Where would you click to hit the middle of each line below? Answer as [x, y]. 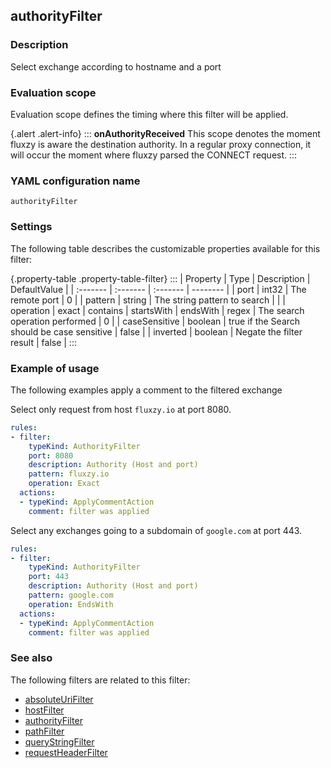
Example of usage [55, 368]
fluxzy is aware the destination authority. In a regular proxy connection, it [161, 144]
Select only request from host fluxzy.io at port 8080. [121, 409]
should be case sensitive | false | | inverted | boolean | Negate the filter [156, 331]
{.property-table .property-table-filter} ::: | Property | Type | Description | [160, 278]
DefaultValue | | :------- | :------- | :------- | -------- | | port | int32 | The [158, 289]
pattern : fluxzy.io [69, 474]
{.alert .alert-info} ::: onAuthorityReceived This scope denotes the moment [165, 133]
